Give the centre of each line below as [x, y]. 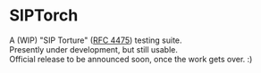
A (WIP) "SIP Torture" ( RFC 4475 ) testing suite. [96, 40]
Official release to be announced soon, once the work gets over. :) [131, 59]
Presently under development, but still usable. [94, 49]
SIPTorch [44, 16]
